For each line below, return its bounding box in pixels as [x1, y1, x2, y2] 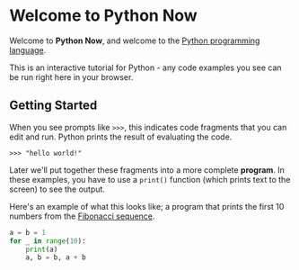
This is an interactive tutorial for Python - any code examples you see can [9, 62, 282, 73]
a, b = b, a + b [25, 253, 87, 262]
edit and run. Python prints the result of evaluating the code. [9, 131, 233, 142]
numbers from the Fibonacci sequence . [9, 211, 155, 221]
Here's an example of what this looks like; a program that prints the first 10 [9, 201, 285, 211]
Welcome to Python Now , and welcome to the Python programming [9, 35, 260, 46]
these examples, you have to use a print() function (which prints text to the [9, 174, 291, 184]
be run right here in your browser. [9, 71, 134, 82]
